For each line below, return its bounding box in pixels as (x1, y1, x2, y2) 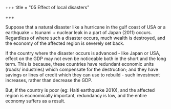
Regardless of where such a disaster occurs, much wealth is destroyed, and (5, 35, 165, 41)
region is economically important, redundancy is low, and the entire (5, 93, 147, 98)
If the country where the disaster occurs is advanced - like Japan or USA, (5, 50, 161, 56)
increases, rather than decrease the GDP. (5, 77, 93, 83)
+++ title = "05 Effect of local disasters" (5, 5, 90, 10)
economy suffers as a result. (5, 98, 66, 104)
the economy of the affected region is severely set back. (5, 40, 124, 46)
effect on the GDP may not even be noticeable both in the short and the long (5, 56, 166, 62)
